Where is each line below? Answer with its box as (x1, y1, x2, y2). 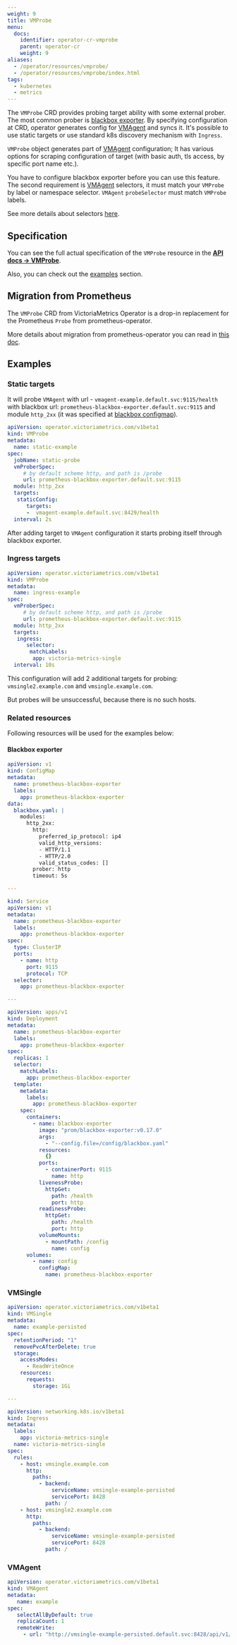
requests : (25, 1376, 55, 1383)
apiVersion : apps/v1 (7, 1008, 68, 1016)
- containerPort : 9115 (44, 1166, 112, 1174)
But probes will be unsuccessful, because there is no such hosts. (7, 695, 197, 704)
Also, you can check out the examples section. (7, 270, 143, 278)
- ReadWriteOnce (25, 1363, 74, 1370)
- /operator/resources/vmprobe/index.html (13, 69, 140, 76)
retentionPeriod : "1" (13, 1337, 78, 1344)
